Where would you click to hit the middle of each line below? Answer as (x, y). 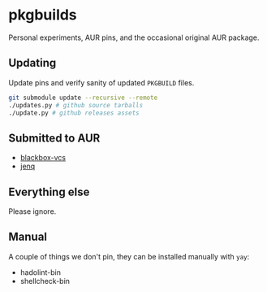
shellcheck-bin (45, 281)
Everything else (49, 192)
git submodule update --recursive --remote (83, 98)
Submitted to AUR (54, 138)
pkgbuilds (43, 15)
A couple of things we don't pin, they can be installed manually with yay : (129, 256)
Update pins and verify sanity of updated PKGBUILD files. (101, 82)
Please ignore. (32, 211)
